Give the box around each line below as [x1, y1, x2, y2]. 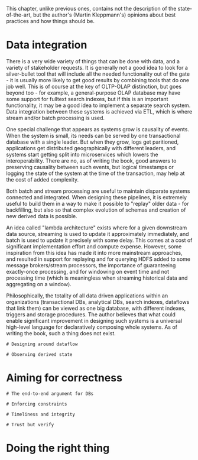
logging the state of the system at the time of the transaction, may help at [6, 170, 185, 177]
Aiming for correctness [6, 371, 123, 385]
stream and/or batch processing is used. [6, 114, 105, 121]
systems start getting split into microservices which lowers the [6, 151, 158, 158]
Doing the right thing [6, 442, 110, 455]
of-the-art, [6, 11, 33, 18]
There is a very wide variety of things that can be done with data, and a [6, 57, 180, 64]
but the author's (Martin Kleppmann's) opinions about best [33, 11, 176, 18]
